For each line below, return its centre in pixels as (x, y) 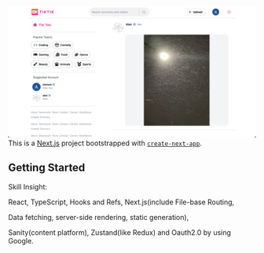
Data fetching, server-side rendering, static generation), (99, 217)
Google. (21, 240)
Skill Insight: (28, 186)
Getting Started (47, 168)
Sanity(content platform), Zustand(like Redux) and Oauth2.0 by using (120, 232)
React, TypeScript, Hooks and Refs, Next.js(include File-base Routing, (121, 202)
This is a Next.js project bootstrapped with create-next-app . (105, 143)
